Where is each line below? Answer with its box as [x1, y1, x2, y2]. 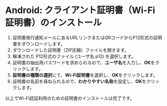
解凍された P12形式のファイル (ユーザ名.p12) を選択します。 [12, 53, 136, 59]
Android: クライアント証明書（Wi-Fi [5, 4, 155, 16]
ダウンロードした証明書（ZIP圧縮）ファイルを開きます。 [12, 47, 129, 53]
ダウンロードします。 [21, 40, 65, 46]
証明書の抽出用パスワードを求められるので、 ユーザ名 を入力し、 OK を [12, 59, 155, 65]
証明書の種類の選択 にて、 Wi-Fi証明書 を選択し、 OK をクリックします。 [12, 72, 158, 78]
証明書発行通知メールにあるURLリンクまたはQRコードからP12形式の [12, 34, 154, 40]
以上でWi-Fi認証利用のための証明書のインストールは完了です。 [5, 95, 134, 101]
